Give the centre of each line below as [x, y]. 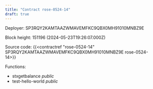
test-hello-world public [35, 81]
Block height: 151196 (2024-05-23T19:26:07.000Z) [55, 37]
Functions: [16, 67]
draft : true [17, 14]
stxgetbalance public [33, 76]
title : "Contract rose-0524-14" [38, 9]
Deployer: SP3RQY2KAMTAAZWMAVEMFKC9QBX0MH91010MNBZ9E [75, 28]
